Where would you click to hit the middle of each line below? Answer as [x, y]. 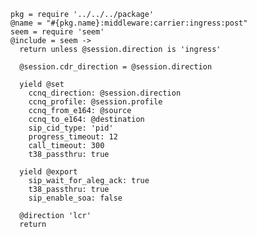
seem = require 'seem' [57, 32]
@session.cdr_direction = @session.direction [116, 67]
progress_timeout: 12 [73, 137]
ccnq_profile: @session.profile [95, 102]
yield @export [48, 172]
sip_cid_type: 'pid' [71, 128]
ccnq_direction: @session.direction [105, 93]
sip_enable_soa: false [75, 198]
